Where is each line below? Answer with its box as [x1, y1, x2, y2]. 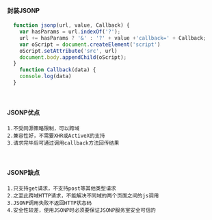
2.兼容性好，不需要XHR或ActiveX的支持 [7, 132, 105, 140]
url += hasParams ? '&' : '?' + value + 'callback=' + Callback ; [19, 34, 207, 41]
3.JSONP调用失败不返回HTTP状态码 [7, 199, 92, 207]
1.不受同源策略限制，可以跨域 [7, 125, 80, 132]
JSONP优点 [7, 108, 40, 117]
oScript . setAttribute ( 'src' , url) [19, 47, 118, 54]
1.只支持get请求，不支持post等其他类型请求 [7, 185, 116, 192]
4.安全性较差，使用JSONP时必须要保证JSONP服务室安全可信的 [7, 207, 156, 214]
